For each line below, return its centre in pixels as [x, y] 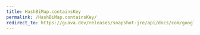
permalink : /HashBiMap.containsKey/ [51, 17]
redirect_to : [22, 23]
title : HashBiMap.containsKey [44, 12]
